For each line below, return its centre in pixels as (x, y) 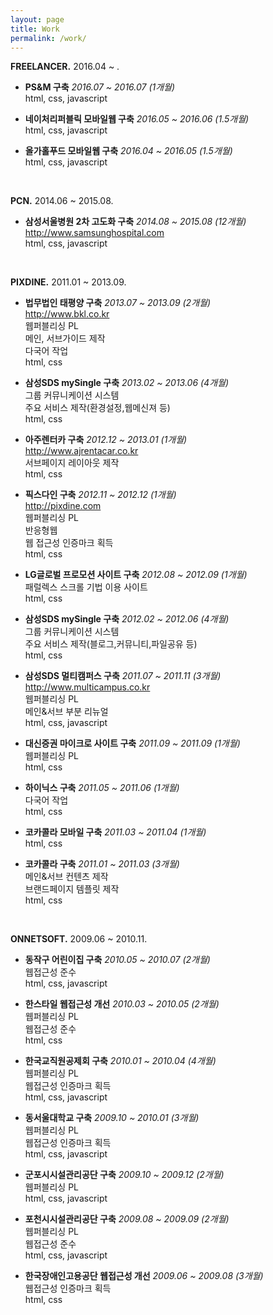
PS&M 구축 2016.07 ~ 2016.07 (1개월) (100, 87)
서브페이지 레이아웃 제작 (72, 463)
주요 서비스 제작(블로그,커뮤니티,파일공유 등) (111, 644)
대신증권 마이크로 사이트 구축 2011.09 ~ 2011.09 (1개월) (132, 743)
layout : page (37, 19)
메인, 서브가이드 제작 (65, 338)
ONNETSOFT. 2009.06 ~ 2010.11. (79, 939)
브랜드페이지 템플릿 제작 (72, 889)
